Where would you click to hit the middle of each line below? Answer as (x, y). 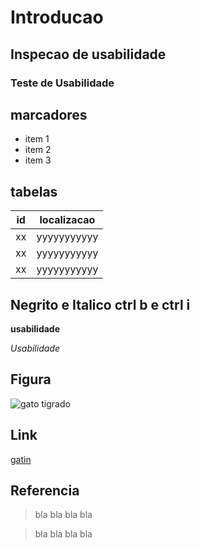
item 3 (38, 160)
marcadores (49, 114)
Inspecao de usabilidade (88, 54)
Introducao (57, 17)
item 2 (38, 150)
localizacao (67, 220)
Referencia (45, 490)
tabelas (34, 191)
